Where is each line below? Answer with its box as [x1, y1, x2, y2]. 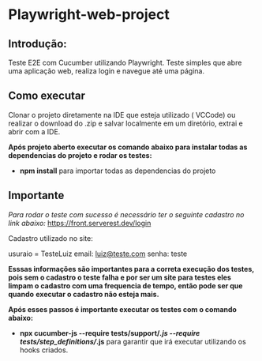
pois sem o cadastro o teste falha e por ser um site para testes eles [8, 273, 231, 282]
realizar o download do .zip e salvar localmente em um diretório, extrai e [8, 118, 243, 128]
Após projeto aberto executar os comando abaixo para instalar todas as [8, 142, 248, 152]
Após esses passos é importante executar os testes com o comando [8, 304, 237, 314]
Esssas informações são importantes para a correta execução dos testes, [8, 264, 255, 273]
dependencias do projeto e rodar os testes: [8, 150, 152, 160]
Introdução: [8, 37, 67, 51]
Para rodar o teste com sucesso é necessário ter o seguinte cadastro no [8, 209, 245, 219]
